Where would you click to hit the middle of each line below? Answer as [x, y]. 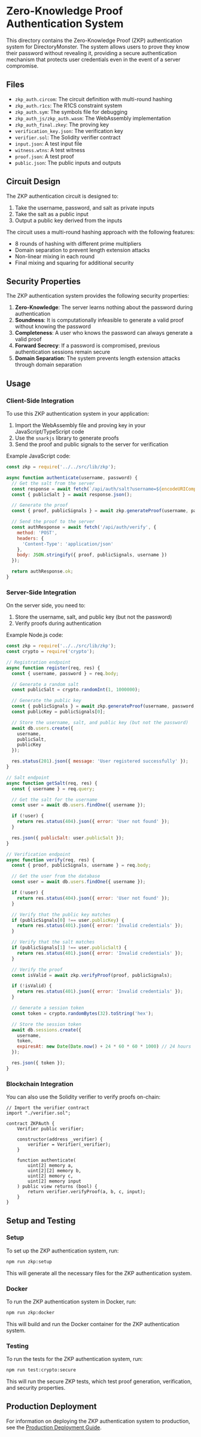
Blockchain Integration [40, 1084]
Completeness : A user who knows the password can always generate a [104, 333]
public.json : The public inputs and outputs [68, 162]
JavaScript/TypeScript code [49, 432]
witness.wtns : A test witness [50, 150]
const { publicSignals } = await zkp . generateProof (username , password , [104, 706]
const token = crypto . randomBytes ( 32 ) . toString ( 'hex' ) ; [83, 1014]
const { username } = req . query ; [53, 789]
